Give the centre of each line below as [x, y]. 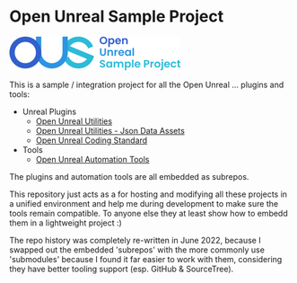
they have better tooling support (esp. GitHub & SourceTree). [122, 269]
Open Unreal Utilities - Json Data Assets [110, 130]
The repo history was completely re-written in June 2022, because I [135, 240]
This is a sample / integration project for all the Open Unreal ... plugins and [147, 84]
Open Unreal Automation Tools [92, 159]
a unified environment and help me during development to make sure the [144, 203]
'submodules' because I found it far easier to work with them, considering [146, 259]
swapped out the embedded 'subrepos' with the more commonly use [137, 250]
